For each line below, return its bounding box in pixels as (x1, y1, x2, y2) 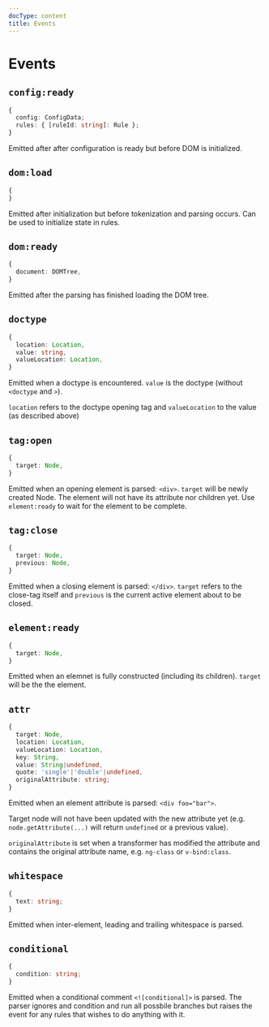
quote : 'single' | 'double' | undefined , (15, 768, 143, 776)
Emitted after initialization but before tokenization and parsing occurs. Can (8, 209, 257, 218)
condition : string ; (15, 970, 82, 978)
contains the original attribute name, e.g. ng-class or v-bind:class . (8, 847, 232, 857)
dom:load (8, 167, 53, 179)
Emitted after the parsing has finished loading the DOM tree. (8, 290, 209, 300)
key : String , (15, 753, 60, 762)
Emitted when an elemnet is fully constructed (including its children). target (8, 671, 262, 681)
